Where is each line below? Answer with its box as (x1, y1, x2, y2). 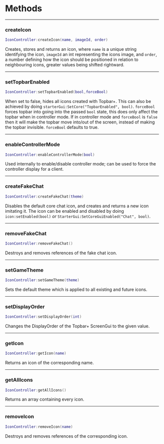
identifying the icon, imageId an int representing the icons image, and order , (5, 52, 157, 58)
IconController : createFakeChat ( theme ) (5, 194, 84, 199)
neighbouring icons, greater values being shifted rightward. (5, 62, 124, 68)
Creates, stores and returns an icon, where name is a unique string (5, 46, 137, 52)
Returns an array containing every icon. (5, 396, 84, 403)
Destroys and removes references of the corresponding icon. (5, 433, 128, 439)
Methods (5, 3, 42, 14)
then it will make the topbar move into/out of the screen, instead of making (5, 119, 155, 125)
